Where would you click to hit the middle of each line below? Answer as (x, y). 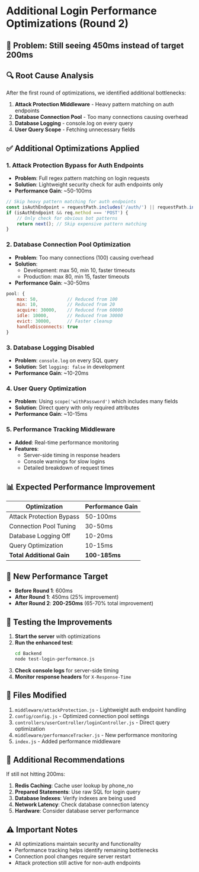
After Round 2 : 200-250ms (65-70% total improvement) (84, 604)
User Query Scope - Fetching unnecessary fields (75, 129)
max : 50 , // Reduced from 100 (67, 299)
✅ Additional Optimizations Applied (73, 148)
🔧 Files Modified (36, 695)
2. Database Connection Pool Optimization (69, 245)
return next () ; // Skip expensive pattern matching (82, 224)
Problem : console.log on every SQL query (66, 360)
